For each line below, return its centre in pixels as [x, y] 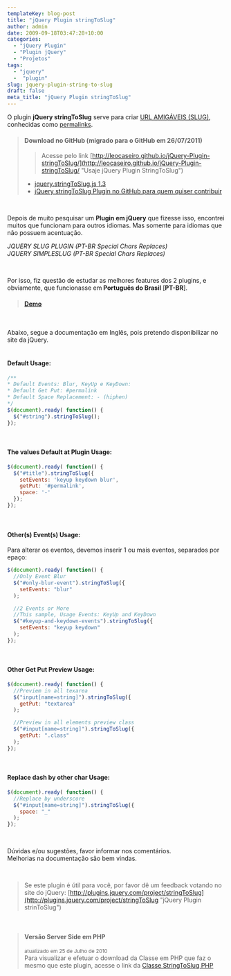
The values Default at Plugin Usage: [60, 452]
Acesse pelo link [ [67, 156]
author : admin [28, 26]
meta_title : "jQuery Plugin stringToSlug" [69, 98]
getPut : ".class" [45, 735]
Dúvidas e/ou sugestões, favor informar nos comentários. [89, 851]
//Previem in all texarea [51, 690]
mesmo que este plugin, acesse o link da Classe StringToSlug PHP [119, 966]
